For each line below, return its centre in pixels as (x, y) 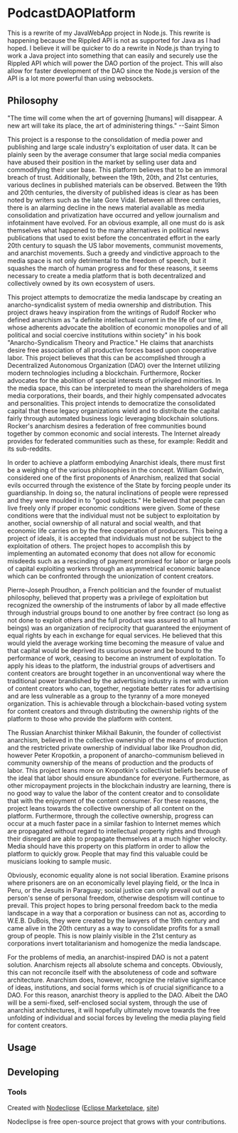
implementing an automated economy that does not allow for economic (112, 553)
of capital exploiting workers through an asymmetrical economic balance (114, 568)
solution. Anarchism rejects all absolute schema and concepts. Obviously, (115, 965)
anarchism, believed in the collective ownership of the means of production (118, 740)
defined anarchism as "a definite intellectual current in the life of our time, (115, 319)
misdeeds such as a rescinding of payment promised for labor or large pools (119, 560)
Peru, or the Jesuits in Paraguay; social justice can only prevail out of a (111, 890)
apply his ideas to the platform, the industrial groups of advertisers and (111, 665)
